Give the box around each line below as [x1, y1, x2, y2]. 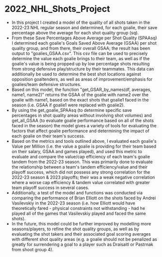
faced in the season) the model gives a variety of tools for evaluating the [11, 122, 157, 128]
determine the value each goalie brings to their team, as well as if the [11, 55, 150, 61]
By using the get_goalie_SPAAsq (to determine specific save [11, 107, 132, 113]
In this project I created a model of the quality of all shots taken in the [11, 19, 150, 25]
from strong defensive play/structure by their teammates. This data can [11, 66, 154, 71]
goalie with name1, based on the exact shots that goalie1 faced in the [11, 97, 149, 103]
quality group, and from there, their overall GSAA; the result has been [11, 45, 150, 51]
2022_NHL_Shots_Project [4, 3, 110, 15]
